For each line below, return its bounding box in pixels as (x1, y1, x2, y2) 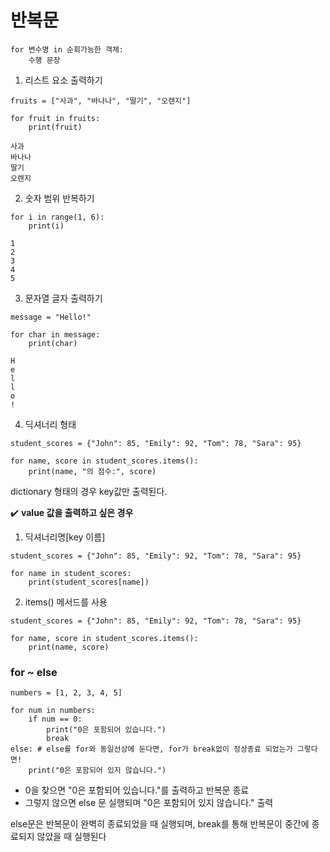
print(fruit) (28, 122, 83, 132)
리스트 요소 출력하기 (24, 74, 103, 86)
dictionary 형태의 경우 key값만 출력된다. (10, 485, 168, 497)
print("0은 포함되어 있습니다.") (46, 725, 167, 735)
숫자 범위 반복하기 (24, 192, 95, 204)
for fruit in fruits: (10, 113, 101, 123)
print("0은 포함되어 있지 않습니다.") (28, 766, 167, 776)
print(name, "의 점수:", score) (28, 466, 157, 476)
